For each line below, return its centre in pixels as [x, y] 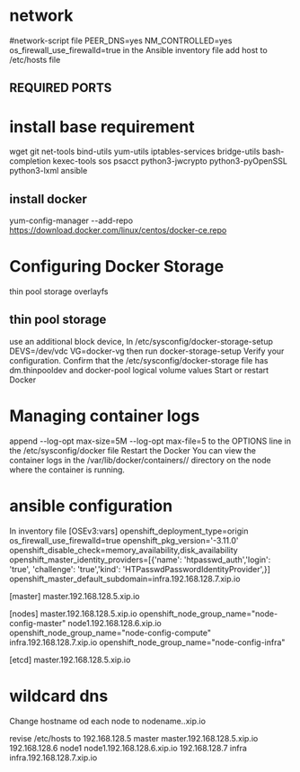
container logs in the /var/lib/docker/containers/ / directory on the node [140, 460]
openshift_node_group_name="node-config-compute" [110, 633]
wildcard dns [59, 696]
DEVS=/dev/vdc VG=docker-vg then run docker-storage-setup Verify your [147, 351]
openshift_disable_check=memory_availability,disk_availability [124, 550]
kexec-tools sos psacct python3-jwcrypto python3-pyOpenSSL [170, 161]
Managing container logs [105, 416]
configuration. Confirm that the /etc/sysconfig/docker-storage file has [139, 360]
